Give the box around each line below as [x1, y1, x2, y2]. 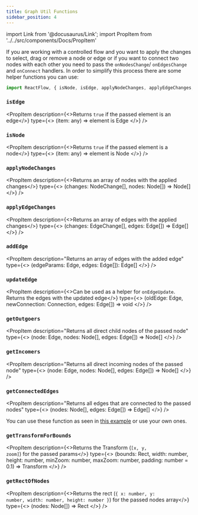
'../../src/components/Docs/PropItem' [6, 37, 97, 44]
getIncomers [6, 348, 41, 355]
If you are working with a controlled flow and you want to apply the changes [6, 48, 191, 55]
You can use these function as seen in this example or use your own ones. [6, 417, 187, 425]
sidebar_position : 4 [6, 14, 57, 20]
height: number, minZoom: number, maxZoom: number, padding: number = [6, 456, 189, 464]
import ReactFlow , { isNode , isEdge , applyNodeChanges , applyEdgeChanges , [6, 85, 194, 90]
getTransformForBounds [6, 432, 72, 439]
